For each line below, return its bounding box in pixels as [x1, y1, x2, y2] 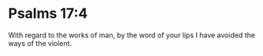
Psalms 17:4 [8, 5, 88, 23]
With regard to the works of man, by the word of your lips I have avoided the [8, 30, 256, 40]
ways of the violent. [8, 38, 72, 47]
